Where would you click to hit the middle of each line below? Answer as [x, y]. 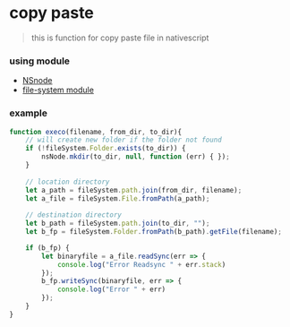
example [28, 113]
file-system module [58, 90]
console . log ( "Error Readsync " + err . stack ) [141, 264]
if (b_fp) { [47, 248]
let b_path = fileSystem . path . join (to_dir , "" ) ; [118, 224]
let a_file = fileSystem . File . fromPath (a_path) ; [118, 198]
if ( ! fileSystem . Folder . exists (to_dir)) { [106, 149]
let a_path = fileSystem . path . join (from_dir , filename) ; [134, 190]
